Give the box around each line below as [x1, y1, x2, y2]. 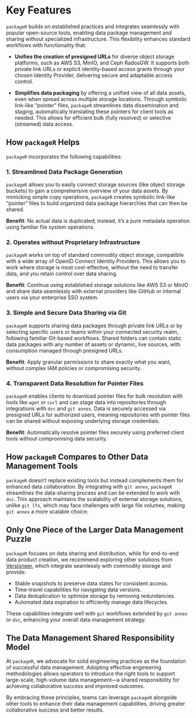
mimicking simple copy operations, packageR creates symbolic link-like [6, 194, 176, 201]
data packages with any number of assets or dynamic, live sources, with [6, 341, 180, 348]
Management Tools [6, 461, 78, 471]
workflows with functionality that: [6, 42, 87, 49]
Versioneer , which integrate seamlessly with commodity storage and [6, 562, 171, 569]
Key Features [6, 4, 72, 17]
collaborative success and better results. [6, 706, 104, 713]
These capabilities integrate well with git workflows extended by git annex [6, 609, 188, 617]
